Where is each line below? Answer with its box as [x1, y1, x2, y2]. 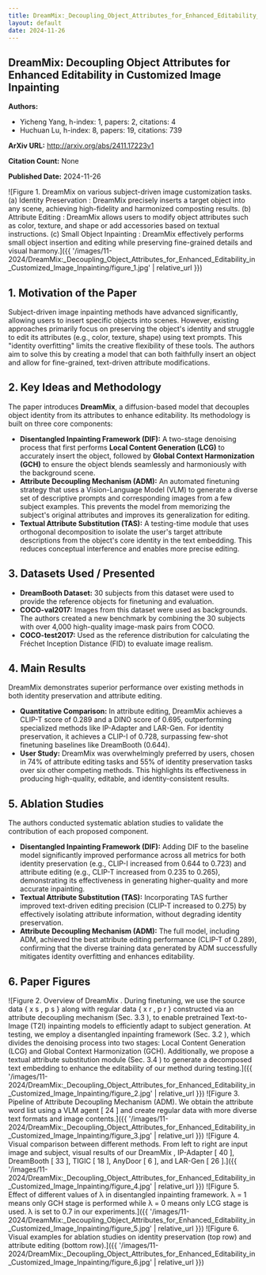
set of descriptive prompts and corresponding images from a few [19, 493, 233, 503]
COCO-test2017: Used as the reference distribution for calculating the [19, 630, 250, 639]
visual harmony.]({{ [8, 246, 71, 256]
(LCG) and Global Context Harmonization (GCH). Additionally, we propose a [8, 1046, 255, 1057]
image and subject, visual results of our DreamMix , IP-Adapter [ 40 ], [8, 1148, 235, 1157]
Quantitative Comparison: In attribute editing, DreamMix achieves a [19, 706, 243, 716]
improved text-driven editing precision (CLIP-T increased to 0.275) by [19, 901, 247, 910]
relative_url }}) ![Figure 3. [158, 1089, 240, 1099]
